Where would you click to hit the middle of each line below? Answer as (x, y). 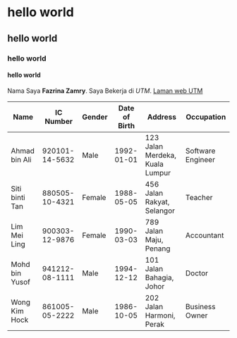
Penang (158, 249)
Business (201, 306)
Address (162, 117)
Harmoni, (160, 315)
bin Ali (21, 159)
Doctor (197, 273)
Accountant (205, 235)
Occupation (206, 117)
